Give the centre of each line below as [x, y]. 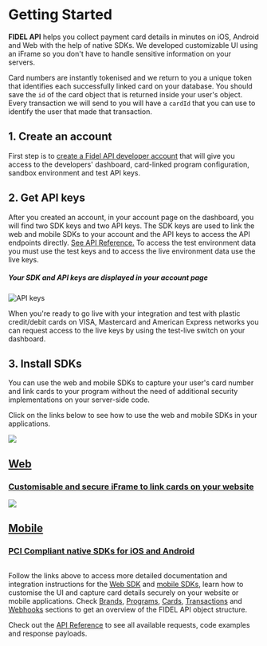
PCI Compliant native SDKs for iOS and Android [102, 551]
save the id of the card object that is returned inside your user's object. [126, 94]
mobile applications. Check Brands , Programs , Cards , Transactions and [126, 601]
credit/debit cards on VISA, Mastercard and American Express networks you [133, 321]
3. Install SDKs [45, 363]
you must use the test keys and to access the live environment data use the [132, 251]
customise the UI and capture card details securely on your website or [124, 593]
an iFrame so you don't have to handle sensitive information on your [120, 53]
